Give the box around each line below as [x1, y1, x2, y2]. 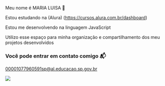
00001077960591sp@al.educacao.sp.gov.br [5, 66, 98, 72]
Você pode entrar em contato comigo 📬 [5, 52, 106, 59]
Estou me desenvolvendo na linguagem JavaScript [5, 24, 111, 30]
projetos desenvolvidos [5, 39, 54, 46]
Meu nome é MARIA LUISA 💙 [5, 5, 65, 11]
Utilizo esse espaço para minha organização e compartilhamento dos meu [5, 34, 160, 40]
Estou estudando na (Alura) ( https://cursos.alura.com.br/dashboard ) [5, 15, 148, 20]
